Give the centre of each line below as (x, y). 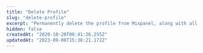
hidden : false (24, 29)
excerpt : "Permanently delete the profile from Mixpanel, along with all (102, 23)
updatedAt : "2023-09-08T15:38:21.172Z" (57, 40)
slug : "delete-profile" (37, 18)
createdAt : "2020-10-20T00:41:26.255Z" (57, 35)
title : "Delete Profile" (38, 12)
